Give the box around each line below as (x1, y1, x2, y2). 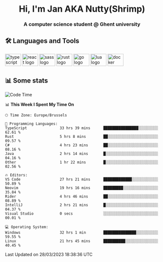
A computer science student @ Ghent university (23, 21, 141, 28)
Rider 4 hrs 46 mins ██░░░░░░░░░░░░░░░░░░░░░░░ (5, 194, 159, 199)
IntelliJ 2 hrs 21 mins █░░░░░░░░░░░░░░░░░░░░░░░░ (5, 203, 159, 208)
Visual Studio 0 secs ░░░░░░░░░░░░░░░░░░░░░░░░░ (5, 211, 159, 216)
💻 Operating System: (5, 225, 49, 230)
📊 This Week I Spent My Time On (5, 102, 74, 108)
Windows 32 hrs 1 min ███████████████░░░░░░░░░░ (5, 230, 159, 235)
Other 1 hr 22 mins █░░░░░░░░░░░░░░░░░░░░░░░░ (5, 160, 159, 165)
